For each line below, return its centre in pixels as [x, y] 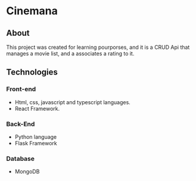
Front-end [21, 89]
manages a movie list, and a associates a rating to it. [70, 54]
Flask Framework [36, 143]
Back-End [21, 124]
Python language [36, 137]
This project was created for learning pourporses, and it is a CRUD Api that [98, 47]
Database [20, 158]
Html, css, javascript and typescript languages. [73, 102]
